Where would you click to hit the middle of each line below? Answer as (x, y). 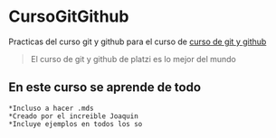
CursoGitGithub (69, 17)
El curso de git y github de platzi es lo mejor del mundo (133, 59)
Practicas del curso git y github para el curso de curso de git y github (138, 41)
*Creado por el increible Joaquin (74, 116)
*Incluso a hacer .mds (51, 108)
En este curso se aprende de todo (105, 87)
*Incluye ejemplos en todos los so (76, 124)
